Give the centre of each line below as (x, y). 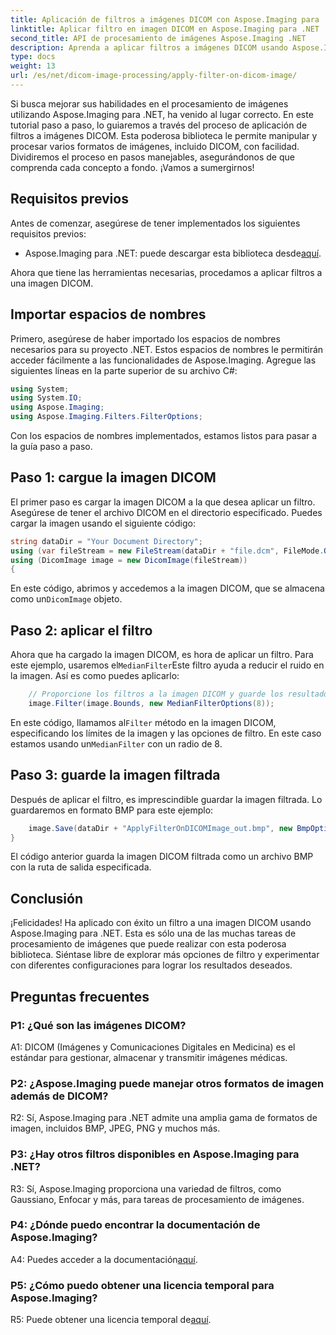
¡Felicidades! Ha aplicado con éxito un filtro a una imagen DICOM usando (161, 923)
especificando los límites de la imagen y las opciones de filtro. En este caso (166, 733)
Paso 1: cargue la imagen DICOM (113, 477)
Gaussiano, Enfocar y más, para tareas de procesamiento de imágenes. (157, 1199)
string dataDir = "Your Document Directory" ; (106, 541)
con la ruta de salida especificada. (81, 867)
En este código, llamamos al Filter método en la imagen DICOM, (143, 722)
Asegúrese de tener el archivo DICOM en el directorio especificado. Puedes (166, 512)
